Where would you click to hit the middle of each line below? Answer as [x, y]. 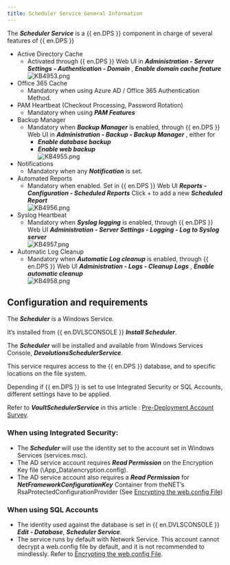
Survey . [18, 415]
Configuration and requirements [78, 303]
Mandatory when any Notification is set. [85, 171]
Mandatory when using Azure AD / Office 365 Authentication [113, 90]
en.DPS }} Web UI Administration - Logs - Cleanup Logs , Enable [120, 266]
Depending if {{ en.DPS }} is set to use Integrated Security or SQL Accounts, [115, 387]
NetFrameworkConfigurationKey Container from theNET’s [101, 484]
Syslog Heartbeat [42, 215]
